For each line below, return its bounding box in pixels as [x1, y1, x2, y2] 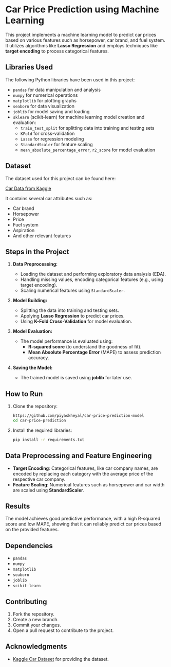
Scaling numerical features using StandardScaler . [20, 287, 125, 294]
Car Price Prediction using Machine [5, 4, 159, 15]
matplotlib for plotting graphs [12, 97, 77, 103]
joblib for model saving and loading [12, 108, 90, 114]
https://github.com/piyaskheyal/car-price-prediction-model [12, 413, 144, 418]
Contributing [5, 597, 47, 606]
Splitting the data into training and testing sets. [20, 307, 119, 313]
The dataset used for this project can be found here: [5, 175, 116, 181]
